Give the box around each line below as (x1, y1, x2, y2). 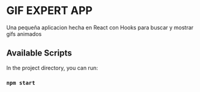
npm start (6, 79, 35, 86)
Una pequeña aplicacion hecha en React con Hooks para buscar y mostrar (6, 24, 194, 31)
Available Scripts (6, 48, 72, 58)
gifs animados (6, 30, 42, 37)
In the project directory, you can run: (6, 64, 98, 71)
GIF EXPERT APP (6, 4, 93, 18)
